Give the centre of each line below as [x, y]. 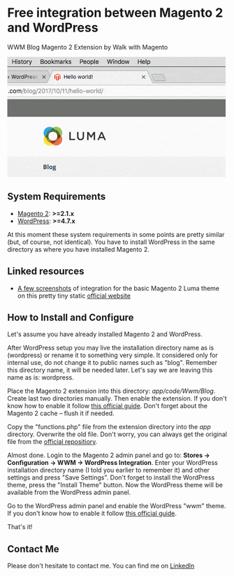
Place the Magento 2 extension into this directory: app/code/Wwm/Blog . [111, 391]
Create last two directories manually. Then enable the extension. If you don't [117, 398]
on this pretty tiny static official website [74, 296]
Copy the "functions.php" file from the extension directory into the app [109, 427]
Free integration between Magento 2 [115, 13]
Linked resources [46, 272]
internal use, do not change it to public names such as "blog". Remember [112, 363]
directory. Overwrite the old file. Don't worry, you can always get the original [117, 434]
